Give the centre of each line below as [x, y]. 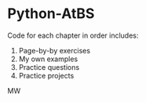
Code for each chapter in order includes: [73, 35]
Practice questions [49, 67]
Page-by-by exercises [55, 50]
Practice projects [46, 75]
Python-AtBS [51, 14]
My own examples [48, 59]
